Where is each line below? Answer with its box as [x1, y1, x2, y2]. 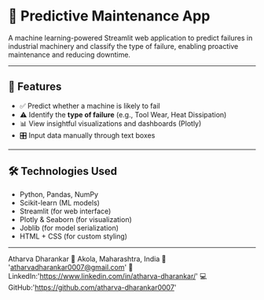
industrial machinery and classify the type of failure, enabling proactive [8, 41, 239, 50]
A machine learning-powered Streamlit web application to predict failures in [8, 33, 253, 43]
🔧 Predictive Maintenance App [8, 7, 211, 25]
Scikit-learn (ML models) [19, 198, 101, 207]
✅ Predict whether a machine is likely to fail [19, 101, 160, 110]
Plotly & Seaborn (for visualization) [19, 214, 132, 224]
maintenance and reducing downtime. [8, 50, 131, 59]
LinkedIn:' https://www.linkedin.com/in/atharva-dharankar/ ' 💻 [8, 271, 207, 280]
